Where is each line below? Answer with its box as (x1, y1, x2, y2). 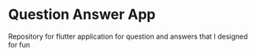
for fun (8, 39, 31, 49)
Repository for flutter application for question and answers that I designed (8, 32, 248, 41)
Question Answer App (8, 6, 156, 24)
